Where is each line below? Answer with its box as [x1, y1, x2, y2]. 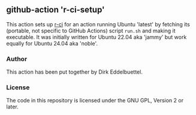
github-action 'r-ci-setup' [6, 5, 105, 15]
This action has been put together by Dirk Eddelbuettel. [6, 68, 143, 75]
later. [6, 103, 19, 110]
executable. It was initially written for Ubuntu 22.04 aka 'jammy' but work [6, 33, 187, 41]
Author [6, 55, 28, 63]
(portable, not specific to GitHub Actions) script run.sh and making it [6, 27, 176, 34]
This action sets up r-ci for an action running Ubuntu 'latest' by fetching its [6, 20, 190, 28]
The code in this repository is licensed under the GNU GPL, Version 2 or [6, 97, 184, 104]
